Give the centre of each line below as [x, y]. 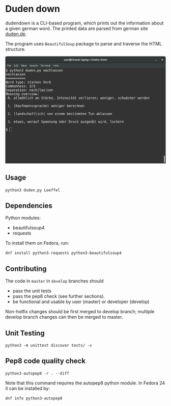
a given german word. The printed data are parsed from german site [77, 28]
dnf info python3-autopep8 [34, 398]
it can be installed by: [27, 388]
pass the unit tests [32, 291]
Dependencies [29, 205]
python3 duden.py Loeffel [33, 190]
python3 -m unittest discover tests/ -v [49, 345]
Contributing [26, 269]
